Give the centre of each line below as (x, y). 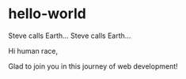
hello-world (47, 14)
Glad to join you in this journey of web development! (93, 66)
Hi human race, (33, 51)
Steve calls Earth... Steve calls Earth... (70, 36)
